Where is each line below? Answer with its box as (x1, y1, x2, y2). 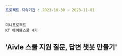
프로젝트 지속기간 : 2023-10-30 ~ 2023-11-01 (5, 7, 95, 13)
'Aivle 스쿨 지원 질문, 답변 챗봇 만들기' (5, 43, 118, 51)
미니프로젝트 (5, 22, 26, 27)
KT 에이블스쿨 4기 (5, 27, 38, 33)
